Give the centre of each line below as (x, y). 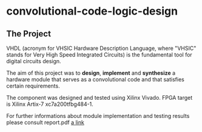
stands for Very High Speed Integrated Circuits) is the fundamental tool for (99, 55)
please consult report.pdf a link (45, 122)
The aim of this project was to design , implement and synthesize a (91, 73)
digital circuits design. (34, 61)
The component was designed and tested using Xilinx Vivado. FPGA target (99, 98)
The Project (29, 34)
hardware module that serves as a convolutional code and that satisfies (96, 79)
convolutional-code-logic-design (92, 11)
